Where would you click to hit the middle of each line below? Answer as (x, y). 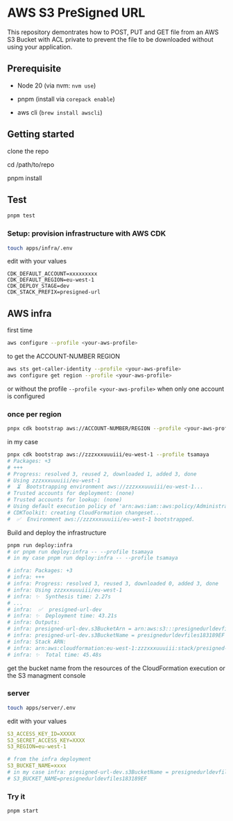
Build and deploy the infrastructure (57, 533)
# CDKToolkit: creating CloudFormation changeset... (85, 512)
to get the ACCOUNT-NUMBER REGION (63, 357)
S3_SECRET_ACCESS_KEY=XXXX (46, 740)
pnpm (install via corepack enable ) (66, 99)
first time (20, 330)
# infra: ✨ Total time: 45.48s (54, 655)
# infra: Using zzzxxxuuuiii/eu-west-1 (65, 590)
